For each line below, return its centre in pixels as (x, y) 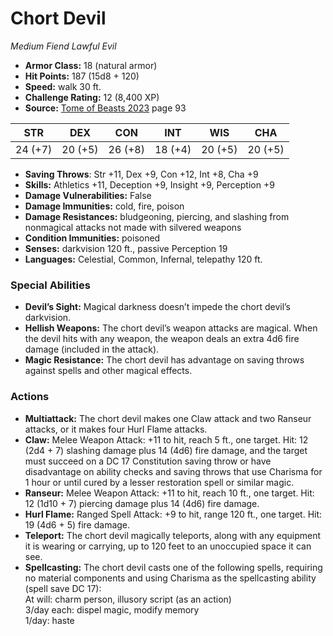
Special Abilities (50, 285)
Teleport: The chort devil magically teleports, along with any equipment (173, 535)
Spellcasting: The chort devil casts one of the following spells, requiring (173, 567)
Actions (30, 397)
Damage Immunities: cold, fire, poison (104, 206)
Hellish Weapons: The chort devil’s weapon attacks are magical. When (171, 328)
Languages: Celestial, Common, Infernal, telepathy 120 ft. (143, 259)
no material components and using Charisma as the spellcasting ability (170, 578)
